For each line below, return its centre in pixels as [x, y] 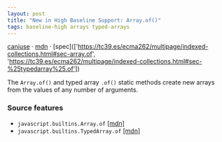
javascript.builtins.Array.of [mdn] [71, 123]
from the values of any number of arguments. [73, 90]
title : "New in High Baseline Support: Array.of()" [84, 20]
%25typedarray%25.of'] [42, 69]
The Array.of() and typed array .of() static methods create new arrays [111, 83]
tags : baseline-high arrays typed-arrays [69, 27]
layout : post [26, 14]
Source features [35, 108]
